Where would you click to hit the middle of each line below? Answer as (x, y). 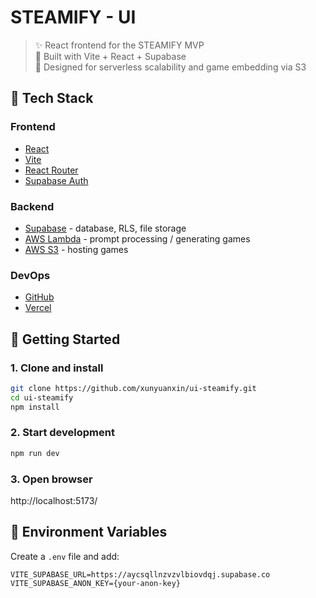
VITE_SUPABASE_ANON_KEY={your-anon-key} (96, 583)
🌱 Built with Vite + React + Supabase (110, 56)
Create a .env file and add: (65, 556)
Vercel (38, 308)
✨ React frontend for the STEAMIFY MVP (119, 45)
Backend (32, 206)
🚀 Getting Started (65, 339)
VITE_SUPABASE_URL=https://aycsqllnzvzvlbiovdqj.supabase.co (140, 574)
